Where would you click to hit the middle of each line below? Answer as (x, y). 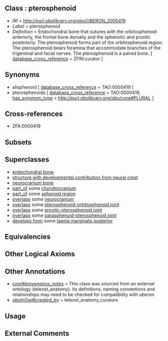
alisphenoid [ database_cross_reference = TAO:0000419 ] (73, 87)
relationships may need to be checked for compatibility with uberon (83, 295)
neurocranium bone (33, 183)
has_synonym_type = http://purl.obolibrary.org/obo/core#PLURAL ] (83, 98)
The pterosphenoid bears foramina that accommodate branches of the (86, 47)
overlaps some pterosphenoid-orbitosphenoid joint (66, 204)
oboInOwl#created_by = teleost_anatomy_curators (65, 300)
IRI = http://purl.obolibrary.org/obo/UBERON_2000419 (69, 20)
